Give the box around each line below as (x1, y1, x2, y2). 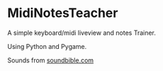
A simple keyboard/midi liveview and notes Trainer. (7, 28, 156, 37)
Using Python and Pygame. (7, 42, 87, 50)
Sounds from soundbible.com (7, 55, 94, 65)
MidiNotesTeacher (7, 5, 118, 21)
